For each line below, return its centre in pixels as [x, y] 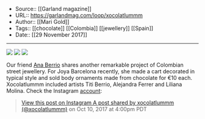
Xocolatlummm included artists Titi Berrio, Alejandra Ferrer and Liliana [94, 84]
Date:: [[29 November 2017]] [51, 35]
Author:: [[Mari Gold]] [42, 22]
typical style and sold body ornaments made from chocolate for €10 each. [99, 78]
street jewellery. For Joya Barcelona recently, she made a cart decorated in [101, 71]
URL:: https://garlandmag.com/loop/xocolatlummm [79, 15]
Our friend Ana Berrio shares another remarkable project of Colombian [95, 65]
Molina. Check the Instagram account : [54, 91]
